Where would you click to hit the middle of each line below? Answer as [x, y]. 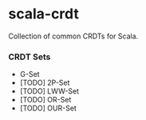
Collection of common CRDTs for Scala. [73, 36]
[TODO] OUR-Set [48, 108]
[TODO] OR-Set [45, 100]
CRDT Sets [30, 57]
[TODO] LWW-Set [49, 91]
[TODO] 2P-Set [45, 83]
